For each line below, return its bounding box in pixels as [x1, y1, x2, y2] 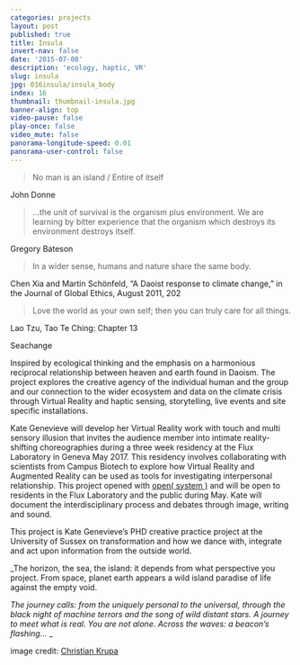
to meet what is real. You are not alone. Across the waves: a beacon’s [10, 618, 269, 629]
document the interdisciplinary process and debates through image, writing [10, 499, 289, 509]
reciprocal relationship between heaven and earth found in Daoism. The [10, 366, 276, 378]
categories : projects [10, 13, 92, 22]
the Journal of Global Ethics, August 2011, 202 [10, 287, 181, 298]
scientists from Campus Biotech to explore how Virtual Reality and [10, 461, 255, 472]
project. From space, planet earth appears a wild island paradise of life [10, 572, 272, 583]
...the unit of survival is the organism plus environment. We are [31, 206, 264, 217]
